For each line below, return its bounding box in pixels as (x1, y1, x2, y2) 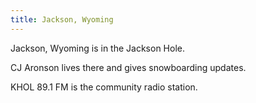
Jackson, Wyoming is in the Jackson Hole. (10, 42, 185, 54)
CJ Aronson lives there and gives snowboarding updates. (10, 61, 247, 73)
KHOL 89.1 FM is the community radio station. (10, 81, 198, 93)
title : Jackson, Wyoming (10, 14, 114, 25)
